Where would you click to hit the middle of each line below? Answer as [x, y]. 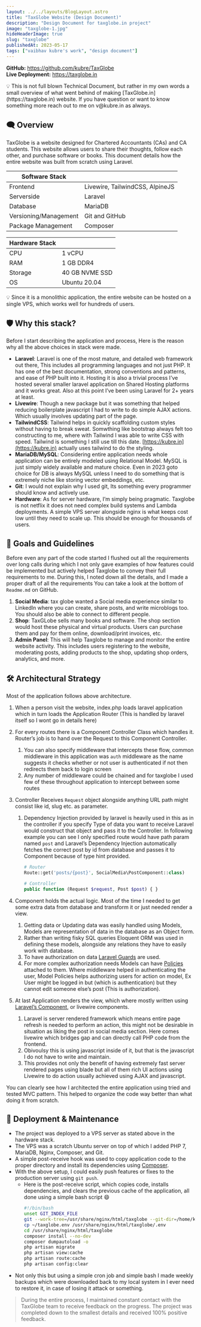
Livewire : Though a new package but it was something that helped [97, 403]
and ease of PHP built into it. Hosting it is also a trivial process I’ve [96, 378]
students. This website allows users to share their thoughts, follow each [95, 149]
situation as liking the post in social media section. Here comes [101, 1031]
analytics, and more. [40, 659]
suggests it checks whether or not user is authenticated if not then [106, 763]
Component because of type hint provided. [77, 856]
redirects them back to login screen [68, 769]
